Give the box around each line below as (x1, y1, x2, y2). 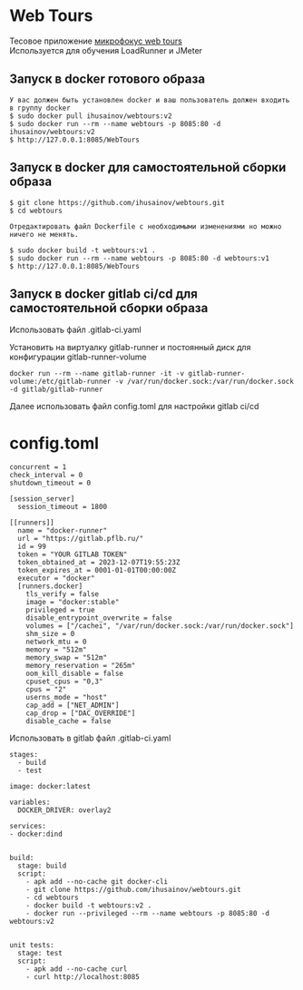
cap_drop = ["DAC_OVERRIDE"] (25, 709, 136, 718)
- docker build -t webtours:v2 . (25, 901, 152, 910)
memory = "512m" (25, 645, 88, 654)
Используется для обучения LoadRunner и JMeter (9, 44, 202, 55)
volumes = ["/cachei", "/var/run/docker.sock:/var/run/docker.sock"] (25, 622, 295, 631)
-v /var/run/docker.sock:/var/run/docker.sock (114, 377, 295, 387)
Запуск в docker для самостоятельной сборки (9, 160, 287, 175)
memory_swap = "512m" (25, 653, 107, 662)
